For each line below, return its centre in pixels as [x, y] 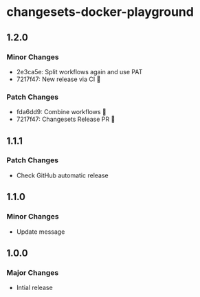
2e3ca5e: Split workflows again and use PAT [79, 71]
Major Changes [33, 272]
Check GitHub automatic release [63, 175]
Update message [41, 232]
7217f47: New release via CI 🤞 [58, 79]
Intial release [34, 288]
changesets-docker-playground [100, 12]
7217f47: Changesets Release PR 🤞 [66, 119]
